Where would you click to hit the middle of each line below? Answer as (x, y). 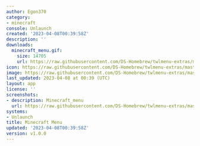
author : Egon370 (26, 12)
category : (18, 17)
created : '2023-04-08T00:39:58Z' (48, 34)
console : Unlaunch (29, 28)
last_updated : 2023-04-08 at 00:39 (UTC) (58, 78)
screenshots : (22, 95)
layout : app (21, 84)
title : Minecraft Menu (34, 123)
